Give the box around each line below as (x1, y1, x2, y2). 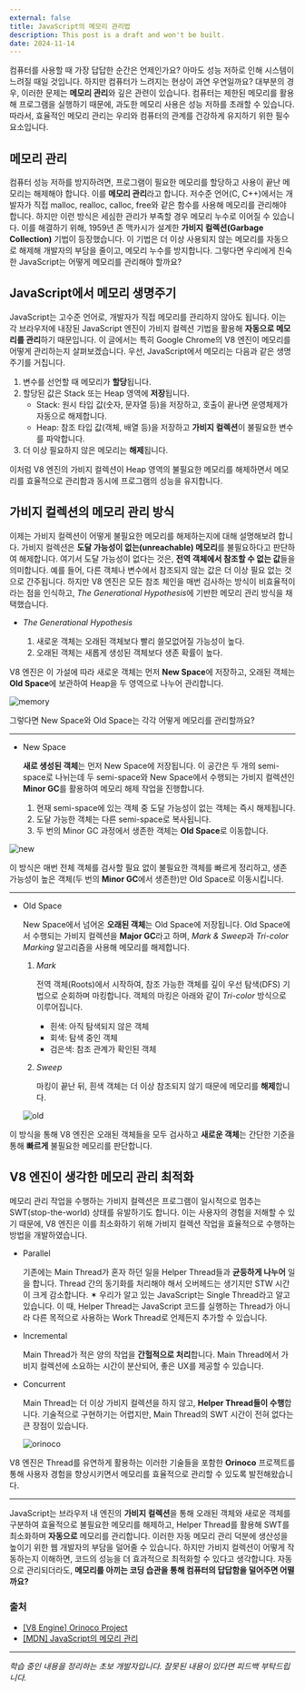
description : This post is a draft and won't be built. (9, 30, 225, 39)
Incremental (22, 1330, 68, 1341)
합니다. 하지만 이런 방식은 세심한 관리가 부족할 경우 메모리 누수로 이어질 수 (9, 211, 271, 222)
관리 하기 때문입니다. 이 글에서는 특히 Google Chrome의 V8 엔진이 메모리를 (25, 334, 291, 345)
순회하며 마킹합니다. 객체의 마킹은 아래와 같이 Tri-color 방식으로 (60, 989, 287, 1001)
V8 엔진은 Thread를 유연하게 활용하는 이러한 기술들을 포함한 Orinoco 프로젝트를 (9, 1457, 296, 1468)
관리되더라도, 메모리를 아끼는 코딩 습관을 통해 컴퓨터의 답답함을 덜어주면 (25, 1564, 279, 1575)
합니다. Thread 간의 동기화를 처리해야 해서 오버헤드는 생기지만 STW (32, 1278, 274, 1289)
